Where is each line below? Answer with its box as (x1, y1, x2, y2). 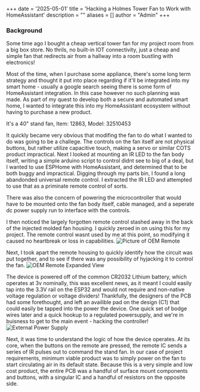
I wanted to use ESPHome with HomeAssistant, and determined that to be (6, 164, 187, 171)
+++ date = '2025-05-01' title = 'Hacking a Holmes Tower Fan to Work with (6, 5, 191, 12)
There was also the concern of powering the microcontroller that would (6, 194, 181, 201)
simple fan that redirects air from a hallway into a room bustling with (6, 53, 173, 60)
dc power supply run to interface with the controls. (6, 207, 131, 214)
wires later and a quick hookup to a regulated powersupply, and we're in (6, 311, 184, 318)
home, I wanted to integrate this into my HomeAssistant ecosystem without (6, 102, 190, 109)
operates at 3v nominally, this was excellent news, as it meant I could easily (6, 280, 192, 287)
